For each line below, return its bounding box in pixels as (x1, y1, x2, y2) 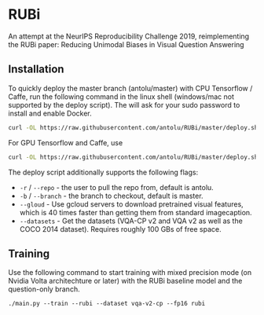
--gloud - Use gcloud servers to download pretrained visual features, (19, 199, 244, 209)
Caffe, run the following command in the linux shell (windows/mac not (8, 92, 234, 101)
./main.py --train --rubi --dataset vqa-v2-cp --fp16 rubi (8, 300, 206, 308)
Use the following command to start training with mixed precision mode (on (8, 268, 252, 277)
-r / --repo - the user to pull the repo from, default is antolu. (19, 182, 214, 192)
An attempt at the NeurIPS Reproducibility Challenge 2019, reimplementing (8, 31, 250, 41)
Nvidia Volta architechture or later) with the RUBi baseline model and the (8, 277, 243, 286)
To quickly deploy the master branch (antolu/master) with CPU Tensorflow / (8, 83, 253, 93)
